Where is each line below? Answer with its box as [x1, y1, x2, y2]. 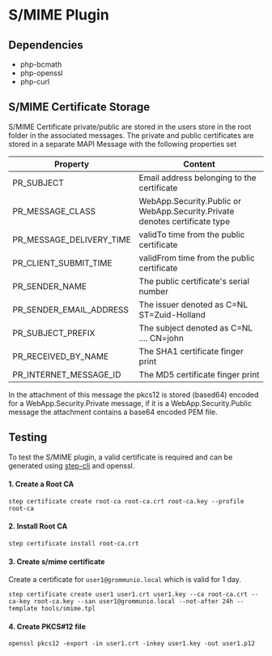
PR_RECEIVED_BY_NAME [12, 351, 109, 362]
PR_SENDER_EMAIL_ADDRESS [12, 304, 130, 315]
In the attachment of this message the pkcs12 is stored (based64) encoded [8, 390, 259, 399]
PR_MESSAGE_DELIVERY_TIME [12, 234, 131, 245]
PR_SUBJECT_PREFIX [12, 327, 96, 339]
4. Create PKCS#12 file [8, 621, 87, 631]
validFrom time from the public [138, 252, 255, 263]
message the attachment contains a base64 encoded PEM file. [8, 407, 219, 416]
